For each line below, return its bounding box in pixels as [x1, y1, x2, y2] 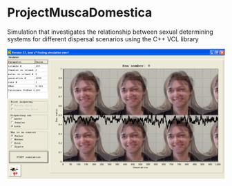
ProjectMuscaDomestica [7, 5, 153, 21]
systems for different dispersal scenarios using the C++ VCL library [7, 34, 199, 43]
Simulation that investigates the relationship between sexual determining [7, 28, 214, 36]
